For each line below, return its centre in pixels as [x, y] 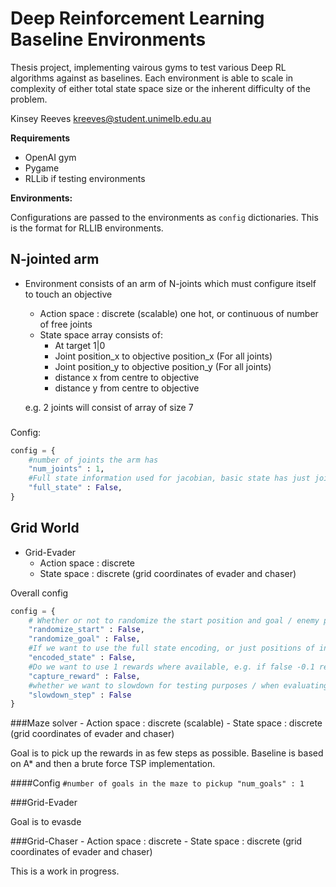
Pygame [42, 168]
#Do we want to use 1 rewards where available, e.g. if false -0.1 [171, 667]
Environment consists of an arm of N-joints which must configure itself [170, 283]
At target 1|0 [80, 345]
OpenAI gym [50, 157]
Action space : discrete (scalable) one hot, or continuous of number [179, 313]
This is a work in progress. [65, 871]
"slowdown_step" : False [80, 695]
